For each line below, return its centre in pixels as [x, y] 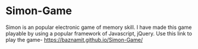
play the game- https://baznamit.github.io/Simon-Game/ [74, 40]
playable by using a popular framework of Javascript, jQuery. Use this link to [99, 33]
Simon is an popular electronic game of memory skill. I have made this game [99, 27]
